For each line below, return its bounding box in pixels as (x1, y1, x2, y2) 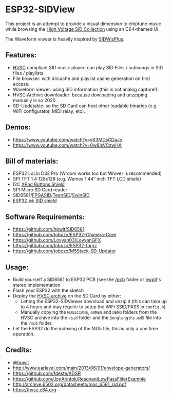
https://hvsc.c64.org (12, 386, 56, 393)
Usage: (5, 263, 29, 271)
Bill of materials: (5, 156, 59, 165)
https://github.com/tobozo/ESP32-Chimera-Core (12, 232, 117, 238)
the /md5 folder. (20, 320, 53, 326)
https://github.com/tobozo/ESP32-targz (12, 243, 98, 249)
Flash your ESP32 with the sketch (12, 287, 84, 293)
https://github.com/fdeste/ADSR (12, 370, 81, 376)
